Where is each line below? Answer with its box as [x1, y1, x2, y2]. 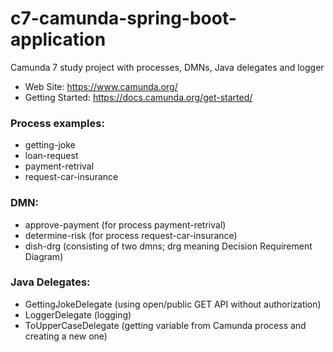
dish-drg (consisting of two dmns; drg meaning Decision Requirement [24, 240, 313, 252]
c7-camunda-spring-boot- [10, 7, 237, 30]
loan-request [24, 150, 79, 162]
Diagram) [24, 250, 64, 262]
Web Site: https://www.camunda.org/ [24, 80, 178, 92]
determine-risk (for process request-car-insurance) [24, 229, 238, 241]
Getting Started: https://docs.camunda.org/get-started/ [24, 91, 253, 103]
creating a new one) [24, 330, 108, 342]
